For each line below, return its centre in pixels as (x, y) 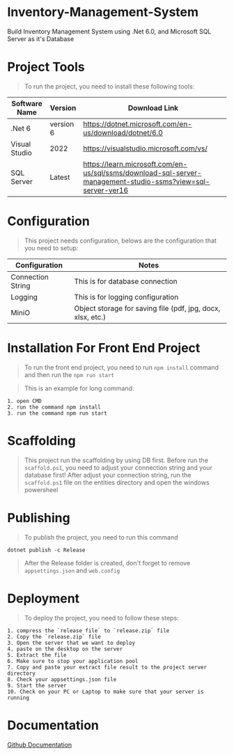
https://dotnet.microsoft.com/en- (138, 124)
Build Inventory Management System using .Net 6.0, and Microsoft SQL (109, 31)
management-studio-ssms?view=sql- (147, 181)
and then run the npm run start (69, 374)
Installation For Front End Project (104, 348)
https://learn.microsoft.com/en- (135, 164)
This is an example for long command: (79, 388)
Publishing (39, 518)
